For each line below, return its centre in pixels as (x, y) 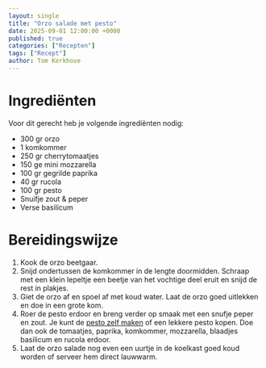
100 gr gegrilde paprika (59, 173)
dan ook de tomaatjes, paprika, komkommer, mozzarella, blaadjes (129, 331)
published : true (35, 38)
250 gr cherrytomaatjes (59, 156)
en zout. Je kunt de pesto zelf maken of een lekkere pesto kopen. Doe (137, 322)
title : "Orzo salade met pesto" (62, 23)
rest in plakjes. (44, 288)
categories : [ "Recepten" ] (52, 46)
